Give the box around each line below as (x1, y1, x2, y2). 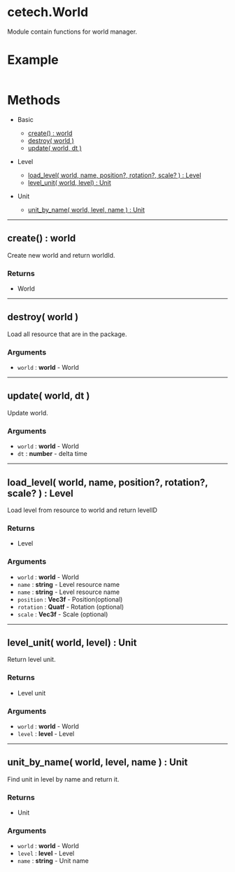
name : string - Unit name (17, 857, 89, 865)
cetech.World (7, 4, 89, 20)
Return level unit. (7, 656, 56, 664)
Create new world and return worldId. (7, 251, 115, 259)
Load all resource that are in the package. (7, 330, 127, 338)
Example (7, 52, 59, 68)
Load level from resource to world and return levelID (7, 506, 157, 514)
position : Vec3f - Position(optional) (17, 595, 123, 603)
